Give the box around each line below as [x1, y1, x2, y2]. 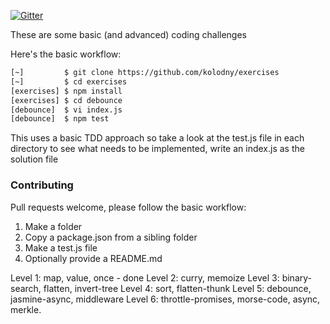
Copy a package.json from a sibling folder [24, 231, 198, 243]
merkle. [10, 303, 42, 315]
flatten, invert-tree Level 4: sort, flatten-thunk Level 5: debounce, [43, 282, 312, 294]
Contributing [10, 178, 74, 192]
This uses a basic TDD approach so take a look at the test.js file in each [10, 132, 305, 144]
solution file [10, 153, 59, 165]
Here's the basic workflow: [10, 48, 122, 60]
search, [10, 282, 42, 294]
